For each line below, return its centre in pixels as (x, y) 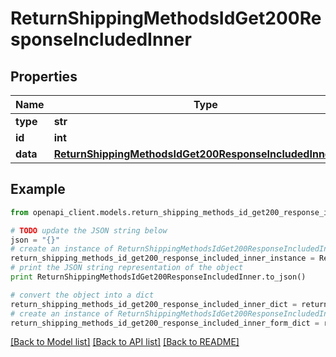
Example (38, 189)
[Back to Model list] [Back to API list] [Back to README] (125, 342)
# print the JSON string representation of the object (127, 268)
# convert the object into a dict (82, 295)
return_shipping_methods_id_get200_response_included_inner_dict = (154, 304)
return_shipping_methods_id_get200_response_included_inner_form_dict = (165, 323)
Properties (44, 76)
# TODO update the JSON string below (89, 230)
